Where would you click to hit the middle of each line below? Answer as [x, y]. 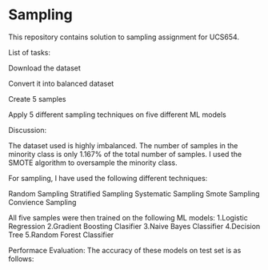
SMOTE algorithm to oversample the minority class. [93, 163]
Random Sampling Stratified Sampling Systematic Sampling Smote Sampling [134, 193]
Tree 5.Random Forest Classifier [61, 235]
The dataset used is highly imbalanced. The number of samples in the [123, 145]
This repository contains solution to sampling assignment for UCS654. [124, 37]
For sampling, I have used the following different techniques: [108, 178]
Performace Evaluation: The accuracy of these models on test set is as [125, 250]
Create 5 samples [37, 99]
